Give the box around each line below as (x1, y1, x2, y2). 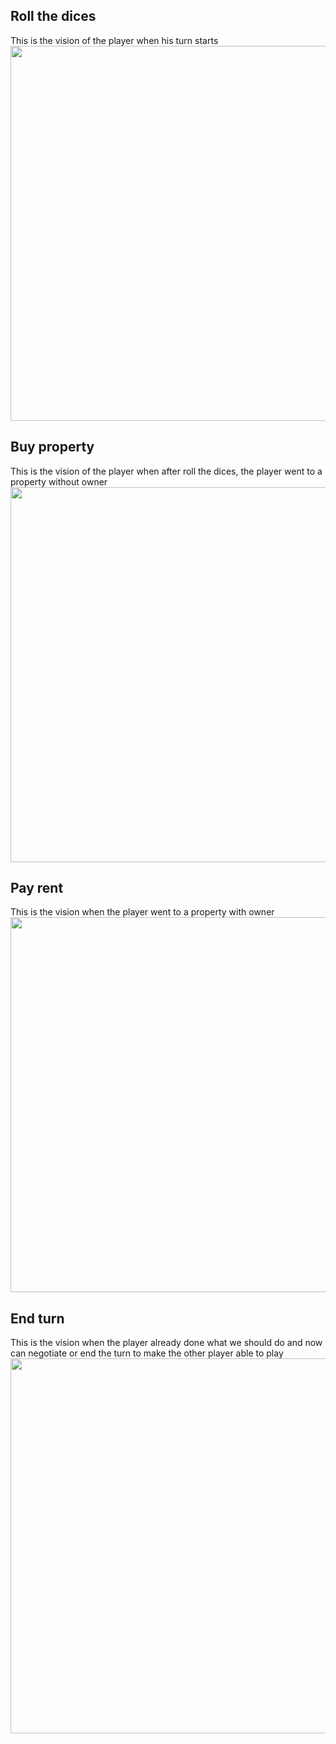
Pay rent (10, 880, 64, 897)
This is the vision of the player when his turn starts (10, 34, 219, 46)
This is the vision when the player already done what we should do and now (10, 1337, 323, 1349)
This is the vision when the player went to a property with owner (10, 906, 275, 918)
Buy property (10, 439, 95, 456)
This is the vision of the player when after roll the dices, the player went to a (10, 465, 323, 477)
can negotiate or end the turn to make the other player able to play (10, 1347, 284, 1359)
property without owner (10, 475, 108, 488)
